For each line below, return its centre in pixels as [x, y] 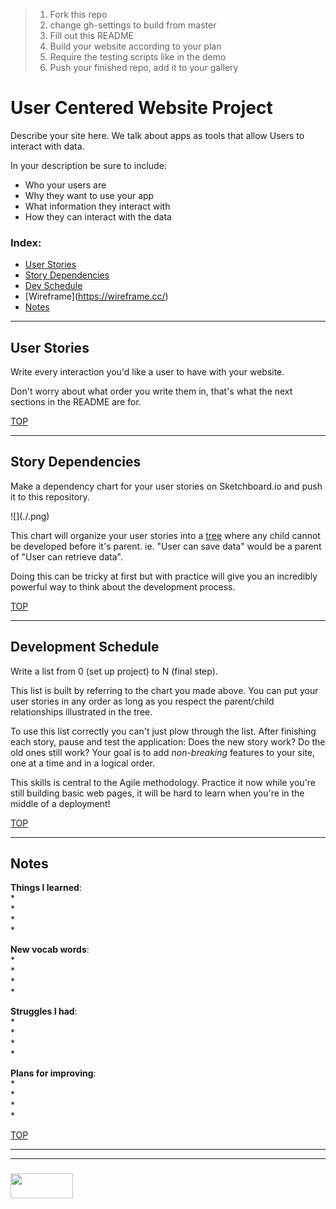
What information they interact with [97, 206]
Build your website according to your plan [135, 46]
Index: [26, 242]
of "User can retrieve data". [66, 556]
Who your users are [65, 185]
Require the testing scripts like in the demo [138, 57]
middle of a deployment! [60, 803]
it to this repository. [50, 496]
